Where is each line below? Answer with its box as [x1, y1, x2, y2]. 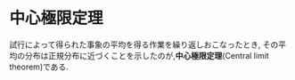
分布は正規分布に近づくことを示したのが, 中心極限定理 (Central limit [24, 50, 269, 60]
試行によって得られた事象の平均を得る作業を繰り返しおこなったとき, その [9, 39, 279, 50]
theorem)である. [9, 61, 69, 72]
